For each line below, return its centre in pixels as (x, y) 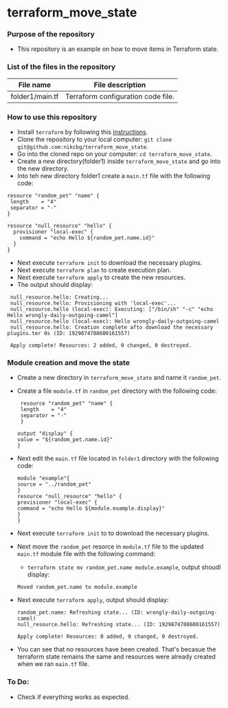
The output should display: (55, 285)
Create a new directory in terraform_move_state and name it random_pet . (119, 378)
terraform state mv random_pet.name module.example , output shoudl (124, 567)
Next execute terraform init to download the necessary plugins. (110, 263)
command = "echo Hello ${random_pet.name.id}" (87, 238)
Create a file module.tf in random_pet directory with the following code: (117, 391)
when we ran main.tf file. (53, 664)
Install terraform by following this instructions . (82, 132)
